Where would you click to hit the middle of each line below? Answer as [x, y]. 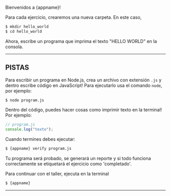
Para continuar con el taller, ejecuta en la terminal [57, 174]
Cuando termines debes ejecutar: [40, 139]
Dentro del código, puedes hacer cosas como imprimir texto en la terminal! [84, 110]
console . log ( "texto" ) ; [29, 129]
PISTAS [17, 68]
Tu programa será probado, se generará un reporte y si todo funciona [78, 159]
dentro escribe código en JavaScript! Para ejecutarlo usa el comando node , [84, 85]
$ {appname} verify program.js [38, 149]
